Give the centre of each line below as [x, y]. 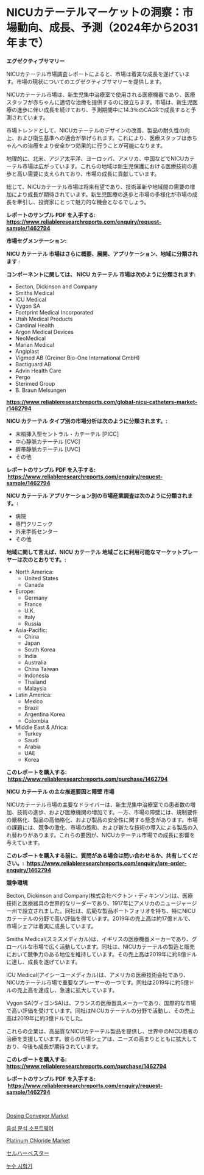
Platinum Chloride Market [38, 1140]
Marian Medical [35, 344]
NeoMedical [30, 338]
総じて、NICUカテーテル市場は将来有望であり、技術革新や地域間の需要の [98, 186]
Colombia [36, 720]
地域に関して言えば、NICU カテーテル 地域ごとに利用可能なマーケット [94, 552]
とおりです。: [50, 559]
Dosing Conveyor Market [37, 1115]
